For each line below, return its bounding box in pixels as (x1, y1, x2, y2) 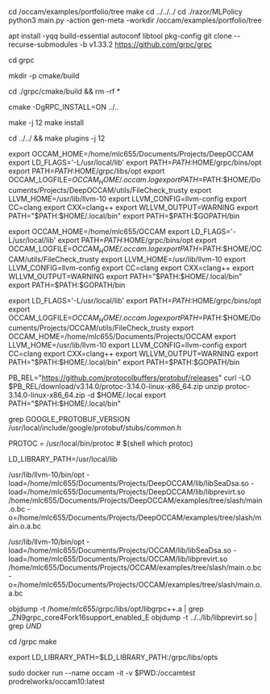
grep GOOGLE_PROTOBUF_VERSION (8, 415, 131, 424)
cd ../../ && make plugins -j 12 (8, 133, 106, 143)
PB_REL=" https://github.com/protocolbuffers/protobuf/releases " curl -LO (8, 373, 251, 383)
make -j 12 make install (8, 118, 85, 128)
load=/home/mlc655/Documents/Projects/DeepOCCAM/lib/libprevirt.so (8, 487, 246, 497)
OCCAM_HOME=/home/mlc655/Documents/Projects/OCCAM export (8, 332, 236, 341)
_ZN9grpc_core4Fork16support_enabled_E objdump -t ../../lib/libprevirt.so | (8, 612, 258, 622)
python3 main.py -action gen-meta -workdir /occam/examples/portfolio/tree (8, 15, 262, 25)
